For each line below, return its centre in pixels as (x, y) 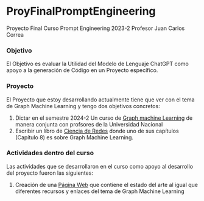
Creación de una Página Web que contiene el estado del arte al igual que (107, 185)
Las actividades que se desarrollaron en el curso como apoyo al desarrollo (100, 166)
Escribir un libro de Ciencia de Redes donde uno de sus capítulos (97, 131)
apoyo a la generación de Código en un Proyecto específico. (82, 70)
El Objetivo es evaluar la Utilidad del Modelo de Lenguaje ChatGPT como (97, 64)
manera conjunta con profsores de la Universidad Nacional (89, 124)
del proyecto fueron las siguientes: (50, 173)
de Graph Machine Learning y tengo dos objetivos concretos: (83, 106)
